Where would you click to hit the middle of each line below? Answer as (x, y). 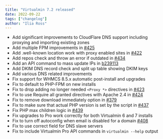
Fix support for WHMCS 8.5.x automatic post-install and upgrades (79, 79)
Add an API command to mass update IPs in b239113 (65, 63)
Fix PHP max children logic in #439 (47, 111)
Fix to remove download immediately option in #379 (64, 100)
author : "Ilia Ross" (26, 23)
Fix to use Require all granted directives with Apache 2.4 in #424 (78, 95)
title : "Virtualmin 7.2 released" (40, 10)
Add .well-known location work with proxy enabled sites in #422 (77, 53)
